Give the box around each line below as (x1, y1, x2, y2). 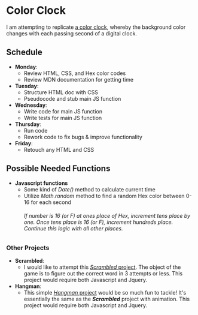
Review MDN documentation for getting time (23, 76, 133, 83)
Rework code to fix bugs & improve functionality (23, 133, 142, 140)
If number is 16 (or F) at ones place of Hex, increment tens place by (23, 212, 190, 220)
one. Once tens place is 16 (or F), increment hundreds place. (23, 218, 173, 226)
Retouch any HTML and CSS (23, 146, 95, 153)
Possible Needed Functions (6, 163, 111, 174)
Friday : (14, 139, 33, 147)
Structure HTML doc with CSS (23, 88, 99, 96)
